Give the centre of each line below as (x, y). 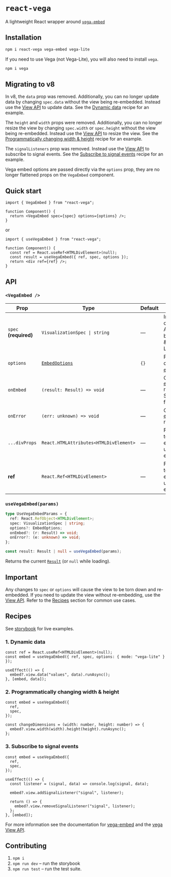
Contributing (26, 846)
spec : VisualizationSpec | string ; (48, 523)
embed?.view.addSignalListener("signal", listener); (67, 793)
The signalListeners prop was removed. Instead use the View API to (77, 149)
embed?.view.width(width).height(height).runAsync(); (68, 729)
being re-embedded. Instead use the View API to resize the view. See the (82, 134)
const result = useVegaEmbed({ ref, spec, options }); (69, 257)
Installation (23, 37)
